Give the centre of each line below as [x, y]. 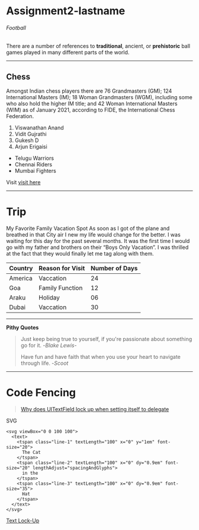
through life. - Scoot [44, 363]
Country [21, 269]
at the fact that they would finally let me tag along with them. [80, 254]
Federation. [20, 116]
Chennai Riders [33, 165]
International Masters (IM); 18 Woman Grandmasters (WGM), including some [99, 97]
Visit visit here [23, 182]
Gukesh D [27, 140]
